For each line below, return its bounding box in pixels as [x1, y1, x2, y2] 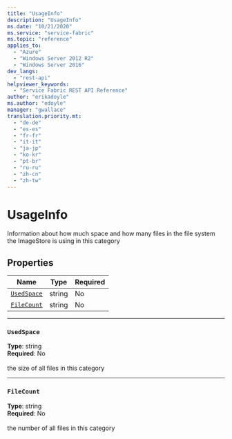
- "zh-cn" [13, 170, 41, 177]
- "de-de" [13, 119, 41, 126]
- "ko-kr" [13, 151, 41, 159]
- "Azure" [13, 49, 41, 56]
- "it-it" [13, 139, 41, 146]
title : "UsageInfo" [7, 10, 64, 17]
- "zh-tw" [13, 177, 41, 184]
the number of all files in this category [7, 424, 115, 432]
